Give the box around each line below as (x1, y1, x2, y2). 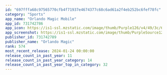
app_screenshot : (5, 30, 39, 35)
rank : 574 (5, 44, 26, 49)
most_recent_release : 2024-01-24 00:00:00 (5, 48, 94, 53)
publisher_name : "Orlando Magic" (5, 39, 75, 44)
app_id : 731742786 (5, 21, 43, 26)
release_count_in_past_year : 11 (5, 53, 72, 58)
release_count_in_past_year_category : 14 (5, 58, 92, 63)
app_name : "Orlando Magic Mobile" (5, 16, 77, 21)
